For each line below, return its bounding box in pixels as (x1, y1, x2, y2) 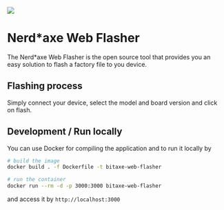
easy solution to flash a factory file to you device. (7, 60, 147, 68)
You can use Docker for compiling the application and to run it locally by (7, 144, 212, 152)
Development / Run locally (7, 126, 123, 138)
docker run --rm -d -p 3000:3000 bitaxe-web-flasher (7, 182, 162, 189)
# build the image (7, 157, 60, 165)
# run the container (7, 176, 67, 183)
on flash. (7, 105, 32, 114)
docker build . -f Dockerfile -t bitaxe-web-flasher (7, 164, 162, 171)
